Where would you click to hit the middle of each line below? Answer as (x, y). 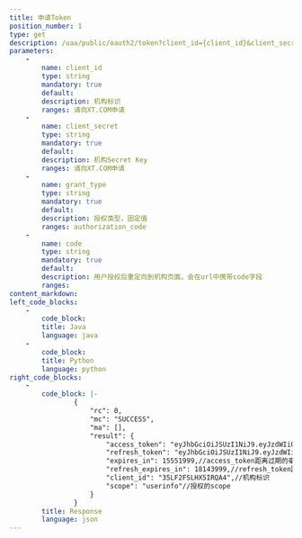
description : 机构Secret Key (95, 160)
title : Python (68, 361)
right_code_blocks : (46, 377)
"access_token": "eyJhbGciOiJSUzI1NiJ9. (182, 444)
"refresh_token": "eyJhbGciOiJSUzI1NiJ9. (184, 453)
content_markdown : (44, 293)
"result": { (112, 436)
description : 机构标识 (81, 101)
